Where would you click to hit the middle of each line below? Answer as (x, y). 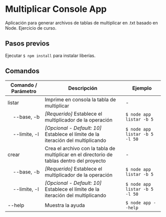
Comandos (22, 71)
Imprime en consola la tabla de (80, 99)
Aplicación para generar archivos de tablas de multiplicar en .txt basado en (82, 23)
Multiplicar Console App (56, 9)
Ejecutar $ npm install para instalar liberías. (50, 55)
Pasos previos (27, 44)
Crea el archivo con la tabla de (80, 148)
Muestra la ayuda (65, 205)
